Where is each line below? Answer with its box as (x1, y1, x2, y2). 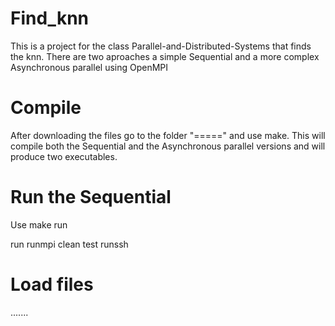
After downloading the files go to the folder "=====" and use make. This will (10, 129, 326, 141)
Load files (10, 273, 94, 296)
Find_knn (10, 7, 89, 30)
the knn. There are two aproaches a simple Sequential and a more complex (10, 50, 320, 62)
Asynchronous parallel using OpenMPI (10, 61, 169, 73)
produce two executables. (10, 150, 118, 162)
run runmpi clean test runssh (10, 238, 129, 250)
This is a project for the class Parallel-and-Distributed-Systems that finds (10, 40, 312, 52)
